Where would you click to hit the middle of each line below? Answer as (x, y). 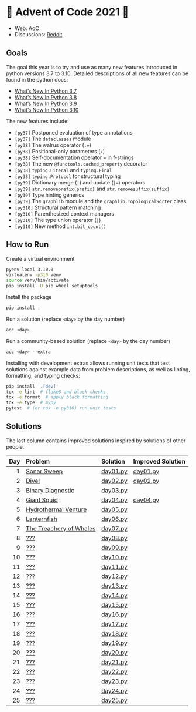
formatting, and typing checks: (43, 375)
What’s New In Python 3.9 (46, 103)
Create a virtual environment (40, 258)
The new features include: (37, 121)
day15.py (114, 604)
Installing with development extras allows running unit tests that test (88, 363)
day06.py (114, 519)
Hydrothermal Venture (56, 509)
